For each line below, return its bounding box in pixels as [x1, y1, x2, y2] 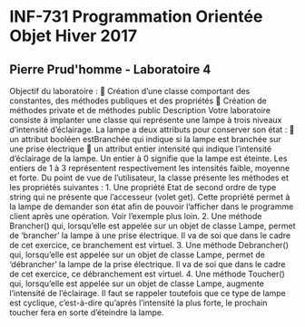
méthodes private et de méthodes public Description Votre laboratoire [9, 105, 271, 115]
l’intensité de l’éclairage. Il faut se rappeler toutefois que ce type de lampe [9, 288, 286, 298]
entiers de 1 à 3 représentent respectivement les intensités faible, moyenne [9, 163, 290, 173]
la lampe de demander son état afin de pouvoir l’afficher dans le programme [9, 201, 294, 212]
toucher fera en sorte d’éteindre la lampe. [9, 307, 164, 318]
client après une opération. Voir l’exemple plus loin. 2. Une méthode [9, 211, 262, 221]
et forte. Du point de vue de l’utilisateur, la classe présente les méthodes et [9, 172, 289, 183]
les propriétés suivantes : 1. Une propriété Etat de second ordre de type [9, 182, 277, 192]
